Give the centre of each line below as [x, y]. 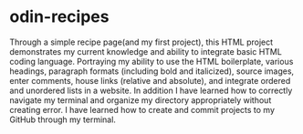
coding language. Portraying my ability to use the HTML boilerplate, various [151, 61]
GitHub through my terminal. [63, 119]
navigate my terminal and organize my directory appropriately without [141, 100]
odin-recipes [59, 17]
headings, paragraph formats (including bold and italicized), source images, [152, 71]
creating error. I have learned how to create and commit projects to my [142, 109]
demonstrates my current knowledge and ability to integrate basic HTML [146, 51]
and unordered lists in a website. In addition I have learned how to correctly [151, 90]
